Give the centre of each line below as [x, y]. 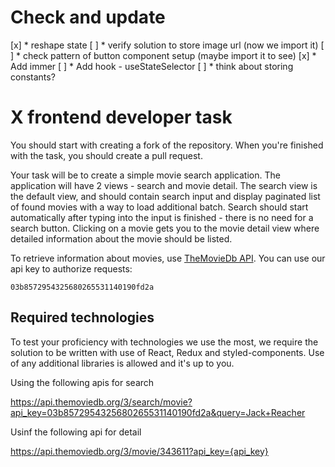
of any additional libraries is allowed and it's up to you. [122, 363]
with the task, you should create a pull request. [106, 155]
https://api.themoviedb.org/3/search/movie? [101, 402]
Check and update [88, 17]
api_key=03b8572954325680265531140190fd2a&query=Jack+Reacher [158, 412]
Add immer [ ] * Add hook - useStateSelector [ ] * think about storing [152, 66]
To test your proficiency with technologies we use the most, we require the [164, 342]
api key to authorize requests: [71, 268]
